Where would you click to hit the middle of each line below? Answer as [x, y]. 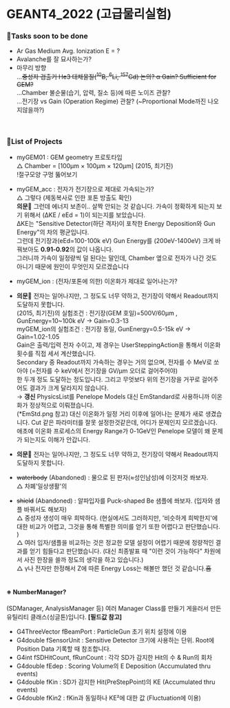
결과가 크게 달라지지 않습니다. [69, 388]
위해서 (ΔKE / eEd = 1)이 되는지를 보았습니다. [85, 215]
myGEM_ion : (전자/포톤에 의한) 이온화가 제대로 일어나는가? [97, 281]
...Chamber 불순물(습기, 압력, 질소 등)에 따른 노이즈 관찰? [93, 93]
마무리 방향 [31, 68]
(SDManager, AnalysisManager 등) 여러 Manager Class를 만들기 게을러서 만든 [114, 608]
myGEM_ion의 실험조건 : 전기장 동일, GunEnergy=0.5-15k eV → [103, 329]
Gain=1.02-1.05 [38, 337]
